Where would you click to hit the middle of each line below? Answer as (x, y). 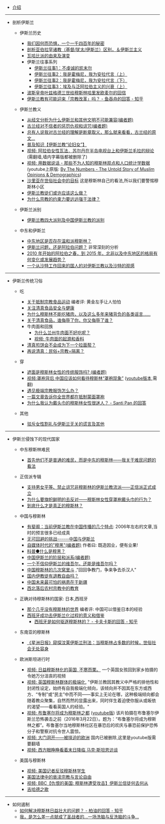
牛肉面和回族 (40, 326)
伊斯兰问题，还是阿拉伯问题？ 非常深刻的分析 (73, 247)
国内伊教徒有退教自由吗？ (53, 576)
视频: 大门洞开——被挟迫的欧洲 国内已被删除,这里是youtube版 (89, 737)
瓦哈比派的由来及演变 (48, 56)
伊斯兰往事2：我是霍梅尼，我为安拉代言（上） (81, 74)
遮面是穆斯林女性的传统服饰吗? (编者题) (67, 372)
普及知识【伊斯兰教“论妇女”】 (57, 144)
